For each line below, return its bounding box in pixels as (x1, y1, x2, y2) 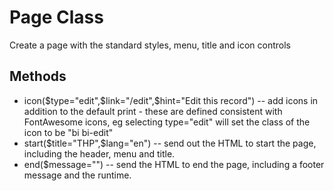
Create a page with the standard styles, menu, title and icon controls (9, 39, 291, 51)
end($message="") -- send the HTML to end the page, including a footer (23, 158, 325, 170)
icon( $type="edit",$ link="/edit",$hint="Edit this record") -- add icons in (23, 94, 319, 106)
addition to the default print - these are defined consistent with (23, 105, 283, 117)
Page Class (9, 6, 104, 29)
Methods (9, 68, 67, 85)
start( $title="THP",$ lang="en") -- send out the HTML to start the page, (23, 137, 317, 149)
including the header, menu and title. (23, 147, 176, 160)
